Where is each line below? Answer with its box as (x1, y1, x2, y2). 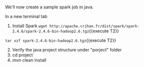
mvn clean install (12, 57, 47, 63)
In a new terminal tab (5, 14, 48, 19)
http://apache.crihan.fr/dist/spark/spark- (49, 24, 140, 29)
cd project (12, 52, 33, 58)
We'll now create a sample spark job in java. (5, 4, 94, 10)
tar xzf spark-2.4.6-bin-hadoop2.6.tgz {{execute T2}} (5, 37, 117, 43)
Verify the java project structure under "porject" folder (12, 47, 122, 52)
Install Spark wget (12, 23, 48, 29)
